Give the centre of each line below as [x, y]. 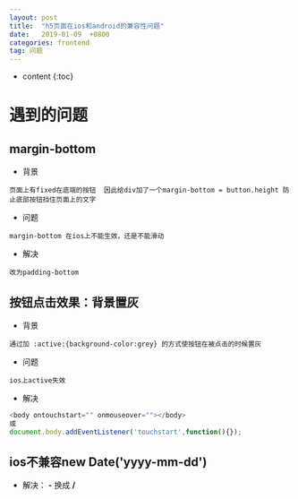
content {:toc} [48, 76]
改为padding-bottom [44, 273]
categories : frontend [50, 43]
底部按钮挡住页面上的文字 [56, 200]
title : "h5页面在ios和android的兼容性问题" [87, 26]
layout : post [34, 17]
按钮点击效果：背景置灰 [74, 302]
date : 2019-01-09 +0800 [60, 34]
